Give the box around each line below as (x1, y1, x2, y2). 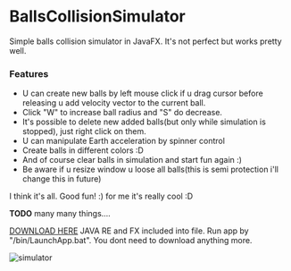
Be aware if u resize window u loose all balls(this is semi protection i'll (21, 164, 279, 175)
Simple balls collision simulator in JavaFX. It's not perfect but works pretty (9, 36, 283, 47)
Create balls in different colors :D (21, 145, 145, 156)
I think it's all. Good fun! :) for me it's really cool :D (9, 191, 194, 202)
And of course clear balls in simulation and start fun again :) (21, 155, 243, 165)
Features (9, 67, 49, 80)
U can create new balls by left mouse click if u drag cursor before (21, 88, 263, 99)
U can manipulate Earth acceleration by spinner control (21, 136, 226, 147)
